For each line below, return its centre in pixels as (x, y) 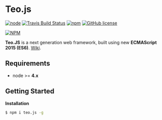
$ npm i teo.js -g (24, 112)
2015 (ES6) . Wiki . (23, 47)
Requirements (28, 63)
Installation (17, 103)
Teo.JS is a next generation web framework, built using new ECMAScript (81, 42)
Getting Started (30, 91)
